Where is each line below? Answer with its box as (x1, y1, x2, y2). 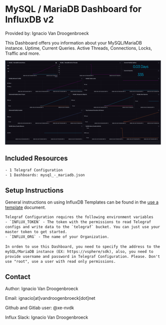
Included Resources (5, 154, 68, 162)
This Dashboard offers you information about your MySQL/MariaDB (5, 40, 142, 45)
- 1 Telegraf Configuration (5, 168, 63, 173)
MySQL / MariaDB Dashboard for (5, 3, 142, 15)
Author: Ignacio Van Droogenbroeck (5, 285, 79, 292)
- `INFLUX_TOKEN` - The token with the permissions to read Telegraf (5, 220, 152, 225)
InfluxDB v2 (5, 14, 54, 25)
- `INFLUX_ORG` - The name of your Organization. (5, 235, 110, 240)
